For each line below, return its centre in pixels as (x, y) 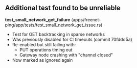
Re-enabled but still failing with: (44, 44)
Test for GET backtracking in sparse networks (58, 34)
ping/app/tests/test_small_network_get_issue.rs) (54, 25)
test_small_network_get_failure (38, 19)
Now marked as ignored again (43, 60)
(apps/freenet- (86, 19)
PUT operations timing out (46, 50)
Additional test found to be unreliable (63, 8)
